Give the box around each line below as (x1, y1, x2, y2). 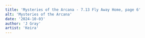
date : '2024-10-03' (5, 16, 46, 21)
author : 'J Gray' (5, 21, 41, 26)
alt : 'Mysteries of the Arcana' (5, 12, 72, 17)
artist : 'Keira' (5, 26, 39, 31)
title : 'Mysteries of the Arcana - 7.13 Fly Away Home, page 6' (5, 7, 141, 12)
